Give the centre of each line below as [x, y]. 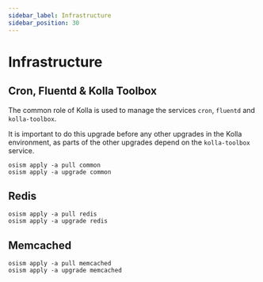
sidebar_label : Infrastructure [60, 15]
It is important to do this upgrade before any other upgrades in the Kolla [125, 133]
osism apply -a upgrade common [60, 172]
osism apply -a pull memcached [60, 264]
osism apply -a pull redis [53, 214]
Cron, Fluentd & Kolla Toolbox [82, 91]
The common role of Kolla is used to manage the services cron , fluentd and [132, 110]
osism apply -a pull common [55, 165]
